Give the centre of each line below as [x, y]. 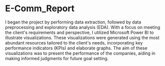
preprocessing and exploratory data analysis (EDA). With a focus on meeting [83, 27]
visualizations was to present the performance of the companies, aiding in [80, 53]
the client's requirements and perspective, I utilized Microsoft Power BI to [80, 32]
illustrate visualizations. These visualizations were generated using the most [82, 38]
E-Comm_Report [40, 9]
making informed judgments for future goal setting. [57, 58]
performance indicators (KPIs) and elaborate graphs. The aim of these [76, 48]
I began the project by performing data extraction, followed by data [73, 22]
